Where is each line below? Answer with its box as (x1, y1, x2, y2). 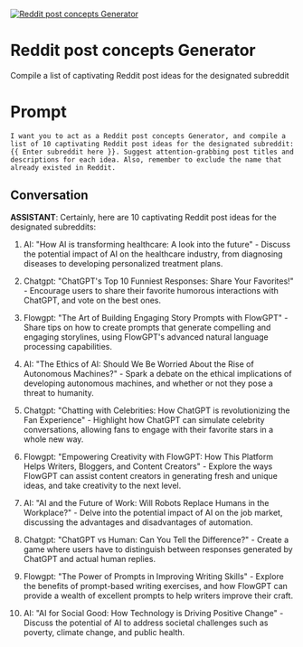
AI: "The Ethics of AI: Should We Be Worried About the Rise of (23, 358, 254, 370)
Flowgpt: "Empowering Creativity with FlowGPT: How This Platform (23, 451, 274, 462)
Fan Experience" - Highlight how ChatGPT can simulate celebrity (23, 414, 265, 425)
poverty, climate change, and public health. (23, 626, 185, 637)
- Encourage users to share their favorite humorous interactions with (23, 285, 279, 295)
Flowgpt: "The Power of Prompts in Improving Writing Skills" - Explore (23, 570, 284, 582)
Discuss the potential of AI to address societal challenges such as (23, 617, 269, 628)
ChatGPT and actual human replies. (23, 553, 156, 564)
